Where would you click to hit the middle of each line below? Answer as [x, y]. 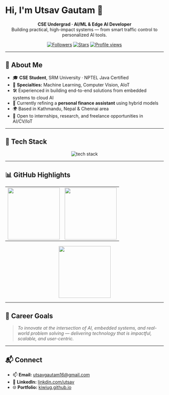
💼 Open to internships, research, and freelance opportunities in [78, 116]
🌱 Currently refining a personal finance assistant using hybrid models [85, 103]
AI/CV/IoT [22, 121]
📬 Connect [24, 360]
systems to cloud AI [33, 97]
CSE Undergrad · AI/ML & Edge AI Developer [84, 24]
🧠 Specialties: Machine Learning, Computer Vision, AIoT [71, 84]
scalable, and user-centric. [46, 339]
